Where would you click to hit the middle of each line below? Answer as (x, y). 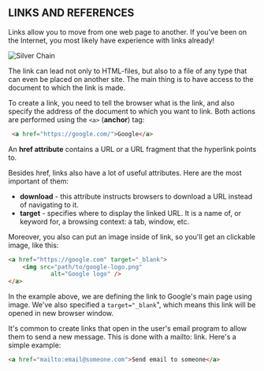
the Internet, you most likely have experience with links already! (112, 40)
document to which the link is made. (67, 87)
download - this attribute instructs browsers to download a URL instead (136, 196)
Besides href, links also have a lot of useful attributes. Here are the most (125, 173)
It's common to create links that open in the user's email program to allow (127, 328)
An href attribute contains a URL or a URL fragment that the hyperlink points (132, 149)
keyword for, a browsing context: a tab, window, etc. (104, 221)
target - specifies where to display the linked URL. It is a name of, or (130, 213)
